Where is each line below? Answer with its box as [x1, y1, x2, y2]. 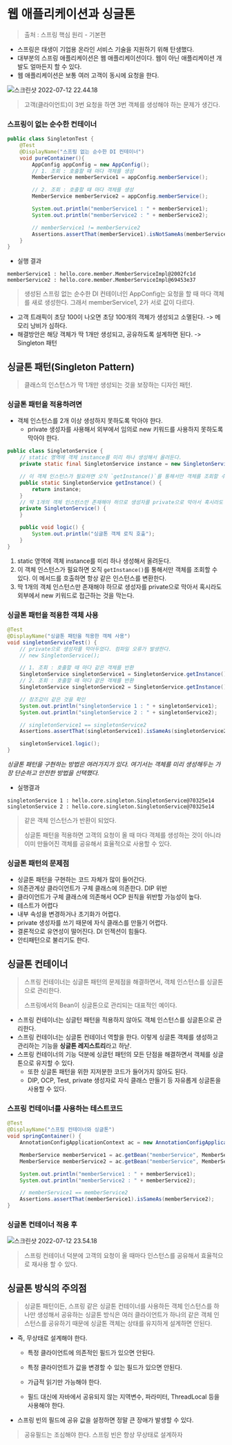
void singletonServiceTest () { [7, 639, 97, 646]
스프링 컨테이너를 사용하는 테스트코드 [7, 1104, 123, 1113]
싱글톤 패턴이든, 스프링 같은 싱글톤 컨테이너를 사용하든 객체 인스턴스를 [23, 1302, 213, 1310]
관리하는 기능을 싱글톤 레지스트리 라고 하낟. [17, 1042, 132, 1050]
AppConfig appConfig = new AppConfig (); [32, 161, 150, 168]
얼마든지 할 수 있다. [30, 62, 82, 70]
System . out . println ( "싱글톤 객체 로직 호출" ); [32, 530, 155, 537]
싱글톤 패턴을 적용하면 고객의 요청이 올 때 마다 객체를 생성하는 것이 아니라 [23, 831, 222, 839]
